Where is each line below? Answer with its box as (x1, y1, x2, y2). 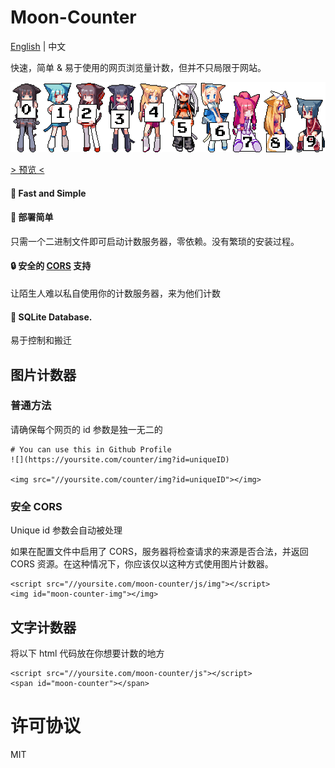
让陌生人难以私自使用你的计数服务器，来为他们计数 (10, 287, 221, 299)
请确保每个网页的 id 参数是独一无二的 (10, 423, 163, 435)
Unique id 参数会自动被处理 (10, 524, 123, 536)
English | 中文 (10, 40, 67, 52)
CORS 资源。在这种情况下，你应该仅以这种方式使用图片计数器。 (10, 558, 274, 570)
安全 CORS (10, 499, 63, 513)
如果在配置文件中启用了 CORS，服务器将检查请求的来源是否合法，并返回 (10, 546, 309, 558)
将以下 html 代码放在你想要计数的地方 (10, 647, 165, 659)
